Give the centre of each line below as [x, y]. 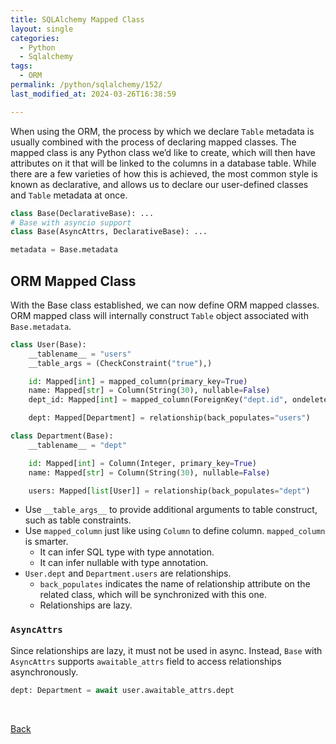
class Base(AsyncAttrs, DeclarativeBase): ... [109, 232]
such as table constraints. [78, 520]
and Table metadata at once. [69, 195]
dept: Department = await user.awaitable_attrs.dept [122, 690]
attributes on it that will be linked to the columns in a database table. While [163, 163]
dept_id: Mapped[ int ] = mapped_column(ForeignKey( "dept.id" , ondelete [178, 400]
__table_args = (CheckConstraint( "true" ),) [120, 363]
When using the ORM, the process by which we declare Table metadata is [162, 131]
